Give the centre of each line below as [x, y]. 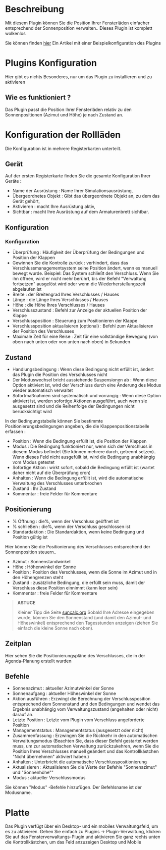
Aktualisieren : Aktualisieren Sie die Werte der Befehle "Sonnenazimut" [84, 767]
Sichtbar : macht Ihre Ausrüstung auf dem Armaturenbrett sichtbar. [81, 212]
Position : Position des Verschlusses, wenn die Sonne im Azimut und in [84, 572]
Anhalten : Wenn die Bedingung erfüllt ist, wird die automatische [78, 478]
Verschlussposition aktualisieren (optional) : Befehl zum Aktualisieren [83, 326]
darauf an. [23, 715]
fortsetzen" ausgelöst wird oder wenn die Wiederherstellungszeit [79, 284]
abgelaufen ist [27, 289]
